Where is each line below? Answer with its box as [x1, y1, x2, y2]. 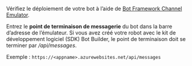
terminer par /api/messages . [6, 42, 77, 49]
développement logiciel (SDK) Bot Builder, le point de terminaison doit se [6, 36, 186, 42]
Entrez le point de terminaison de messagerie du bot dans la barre [6, 23, 173, 30]
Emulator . [6, 11, 30, 18]
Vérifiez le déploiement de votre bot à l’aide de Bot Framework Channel [6, 5, 182, 12]
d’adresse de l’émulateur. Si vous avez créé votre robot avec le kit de [6, 29, 176, 36]
